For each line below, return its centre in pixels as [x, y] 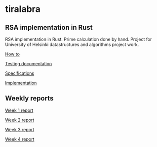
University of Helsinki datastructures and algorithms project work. [72, 45]
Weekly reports [29, 98]
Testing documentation [29, 64]
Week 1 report [19, 110]
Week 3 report [20, 129]
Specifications [20, 73]
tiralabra [23, 9]
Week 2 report [20, 120]
